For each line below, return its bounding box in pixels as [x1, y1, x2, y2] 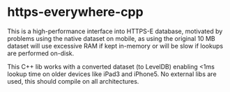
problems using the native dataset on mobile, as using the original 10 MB [7, 34, 215, 42]
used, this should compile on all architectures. [7, 77, 139, 85]
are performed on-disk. [7, 49, 75, 57]
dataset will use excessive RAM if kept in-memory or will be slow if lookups [7, 42, 224, 50]
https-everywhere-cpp [7, 4, 144, 20]
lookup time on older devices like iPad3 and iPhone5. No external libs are [7, 70, 217, 78]
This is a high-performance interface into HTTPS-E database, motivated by [7, 27, 223, 35]
